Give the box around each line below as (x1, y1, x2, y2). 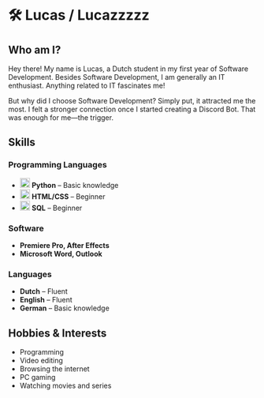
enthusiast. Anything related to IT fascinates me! (8, 81, 165, 90)
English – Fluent (19, 295, 73, 305)
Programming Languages (8, 160, 108, 171)
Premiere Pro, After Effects (19, 240, 110, 250)
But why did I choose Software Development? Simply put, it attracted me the (8, 96, 256, 105)
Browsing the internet (19, 364, 90, 374)
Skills (8, 136, 35, 149)
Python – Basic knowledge (31, 180, 119, 190)
